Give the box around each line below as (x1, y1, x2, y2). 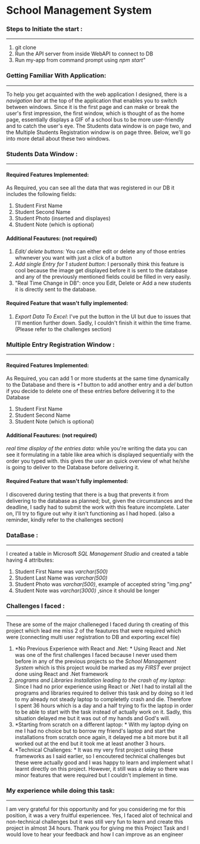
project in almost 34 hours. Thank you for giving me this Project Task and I (6, 824, 189, 831)
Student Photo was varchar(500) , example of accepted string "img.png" (14, 580, 192, 587)
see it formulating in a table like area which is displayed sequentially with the (6, 451, 194, 459)
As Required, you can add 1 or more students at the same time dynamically (6, 375, 189, 382)
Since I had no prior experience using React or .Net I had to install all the (14, 683, 192, 690)
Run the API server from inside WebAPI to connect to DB (14, 50, 154, 57)
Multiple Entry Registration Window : (6, 340, 115, 348)
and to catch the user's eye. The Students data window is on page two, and (6, 122, 192, 129)
